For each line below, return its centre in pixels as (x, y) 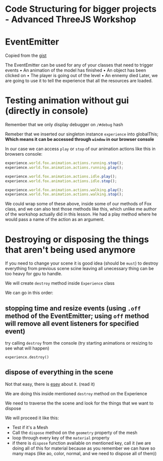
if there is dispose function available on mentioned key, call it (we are (81, 443)
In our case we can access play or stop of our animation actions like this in (80, 149)
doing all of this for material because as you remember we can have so (84, 448)
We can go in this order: (29, 293)
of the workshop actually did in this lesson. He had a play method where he (81, 214)
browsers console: (24, 154)
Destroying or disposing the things (77, 239)
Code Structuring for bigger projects (81, 9)
